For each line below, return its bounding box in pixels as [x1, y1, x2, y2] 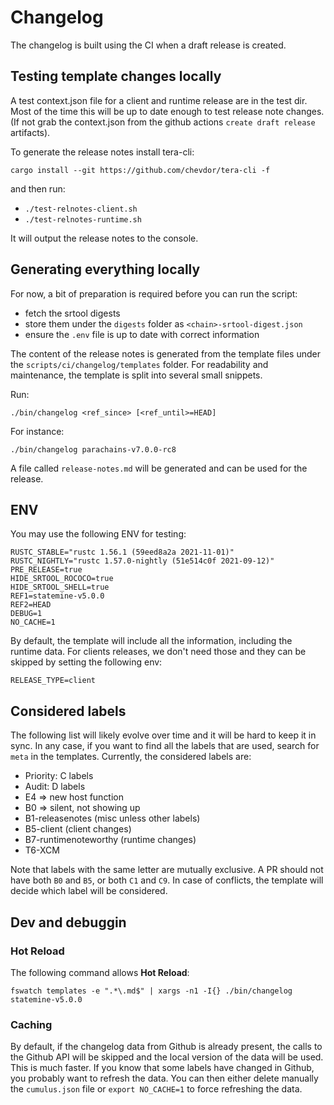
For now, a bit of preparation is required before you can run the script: [10, 287, 298, 300]
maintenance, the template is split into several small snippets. [10, 369, 263, 381]
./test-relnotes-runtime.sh [24, 214, 142, 225]
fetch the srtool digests [24, 307, 121, 319]
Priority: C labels [24, 770, 94, 782]
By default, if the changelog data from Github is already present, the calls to [10, 1041, 323, 1053]
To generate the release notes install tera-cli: [10, 146, 195, 158]
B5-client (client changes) [24, 823, 132, 835]
